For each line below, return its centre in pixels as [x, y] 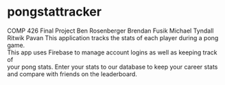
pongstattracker [54, 12]
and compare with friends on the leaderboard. [72, 74]
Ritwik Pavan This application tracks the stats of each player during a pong [113, 37]
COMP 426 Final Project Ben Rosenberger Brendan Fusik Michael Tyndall [110, 31]
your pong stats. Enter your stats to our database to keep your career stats [113, 67]
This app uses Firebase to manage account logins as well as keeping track [112, 52]
